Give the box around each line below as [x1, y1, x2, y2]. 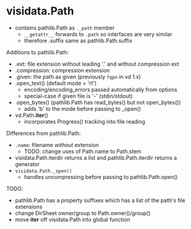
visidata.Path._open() [14, 168, 72, 174]
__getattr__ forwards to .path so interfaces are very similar [23, 30, 173, 37]
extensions [14, 203, 43, 210]
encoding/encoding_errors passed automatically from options [23, 86, 178, 93]
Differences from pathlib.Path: [6, 130, 81, 137]
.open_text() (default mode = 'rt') [14, 80, 97, 87]
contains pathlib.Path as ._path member [14, 24, 115, 31]
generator [14, 160, 40, 168]
